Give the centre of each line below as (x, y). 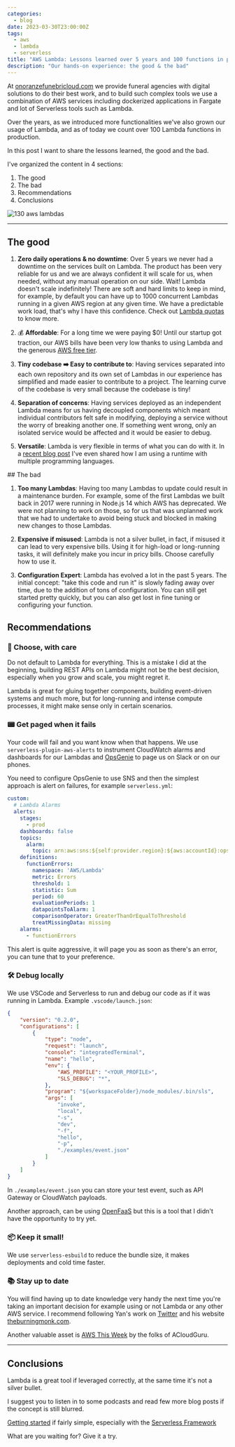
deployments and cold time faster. (56, 1262)
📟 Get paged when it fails (52, 725)
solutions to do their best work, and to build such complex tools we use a (113, 93)
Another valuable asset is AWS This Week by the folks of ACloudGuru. (108, 1335)
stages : (31, 818)
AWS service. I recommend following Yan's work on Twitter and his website (116, 1314)
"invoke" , (71, 1105)
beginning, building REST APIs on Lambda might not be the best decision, (113, 670)
